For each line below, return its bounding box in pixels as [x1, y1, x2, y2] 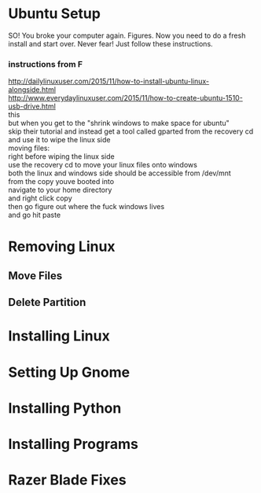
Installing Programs [8, 435, 139, 453]
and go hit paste [8, 210, 61, 220]
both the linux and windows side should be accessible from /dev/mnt [8, 168, 232, 178]
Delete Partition [8, 296, 86, 309]
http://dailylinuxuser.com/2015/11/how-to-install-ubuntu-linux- [8, 76, 210, 86]
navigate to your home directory [8, 186, 112, 195]
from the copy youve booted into [8, 177, 115, 186]
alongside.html [8, 85, 57, 94]
